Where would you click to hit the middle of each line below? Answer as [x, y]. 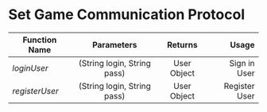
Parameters [115, 44]
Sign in [242, 63]
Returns [182, 44]
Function [40, 40]
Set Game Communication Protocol [126, 15]
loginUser [31, 68]
